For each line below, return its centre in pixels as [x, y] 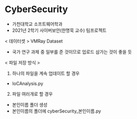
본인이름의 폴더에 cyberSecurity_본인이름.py [57, 111]
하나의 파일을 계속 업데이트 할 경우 [46, 73]
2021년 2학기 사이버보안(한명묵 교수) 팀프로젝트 [59, 30]
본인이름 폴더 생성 [30, 104]
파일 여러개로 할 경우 [32, 94]
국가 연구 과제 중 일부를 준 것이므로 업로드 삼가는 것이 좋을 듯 [72, 52]
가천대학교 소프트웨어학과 [37, 24]
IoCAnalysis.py [28, 83]
